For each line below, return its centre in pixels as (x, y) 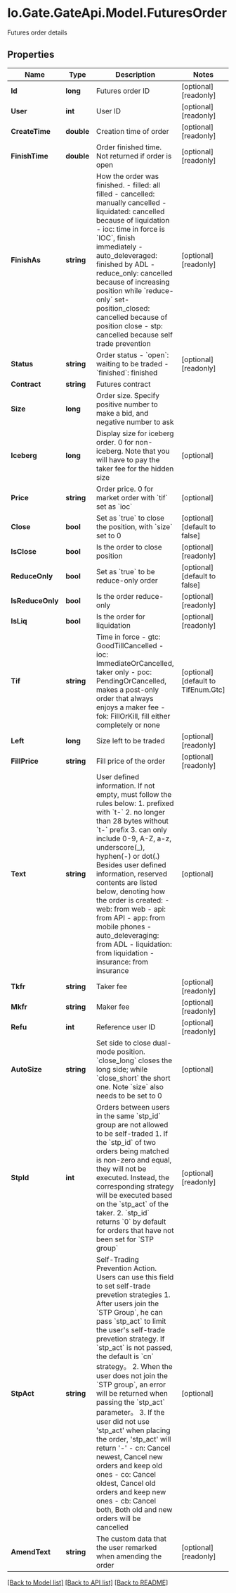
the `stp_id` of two (126, 1142)
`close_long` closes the (134, 1060)
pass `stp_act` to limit (131, 1321)
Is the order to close (129, 547)
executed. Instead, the (133, 1177)
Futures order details (38, 32)
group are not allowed (132, 1124)
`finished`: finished (127, 373)
